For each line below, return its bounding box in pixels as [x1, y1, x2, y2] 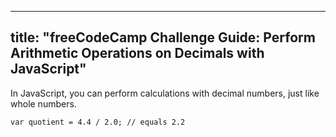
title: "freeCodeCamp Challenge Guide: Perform [10, 29, 316, 46]
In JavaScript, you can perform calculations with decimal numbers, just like [10, 87, 320, 99]
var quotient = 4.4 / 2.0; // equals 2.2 [10, 117, 186, 127]
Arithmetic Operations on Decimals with [10, 45, 265, 62]
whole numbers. [10, 97, 77, 110]
